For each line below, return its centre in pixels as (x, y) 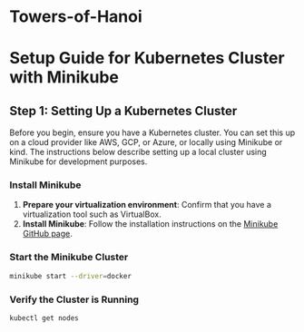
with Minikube (64, 78)
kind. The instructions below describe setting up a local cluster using (138, 152)
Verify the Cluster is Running (74, 299)
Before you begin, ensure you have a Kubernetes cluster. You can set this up (152, 132)
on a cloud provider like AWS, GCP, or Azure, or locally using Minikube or (146, 142)
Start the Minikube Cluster (69, 258)
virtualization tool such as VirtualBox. (92, 214)
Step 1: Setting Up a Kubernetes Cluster (123, 111)
